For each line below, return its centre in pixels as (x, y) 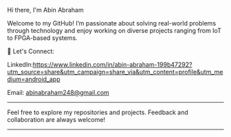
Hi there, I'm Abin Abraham (45, 10)
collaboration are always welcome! (56, 119)
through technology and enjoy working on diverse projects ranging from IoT (114, 31)
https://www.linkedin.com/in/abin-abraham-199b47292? (112, 64)
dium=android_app (34, 79)
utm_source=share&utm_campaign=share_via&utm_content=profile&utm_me (115, 72)
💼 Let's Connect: (31, 51)
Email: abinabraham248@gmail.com (58, 93)
